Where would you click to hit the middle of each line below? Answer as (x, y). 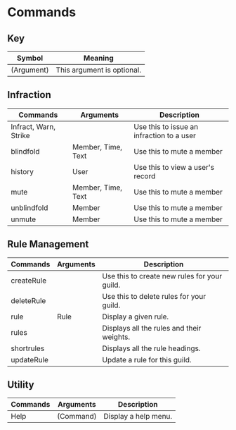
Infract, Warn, (33, 126)
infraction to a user (165, 135)
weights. (116, 337)
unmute (24, 219)
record (144, 176)
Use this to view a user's (174, 167)
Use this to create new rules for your (162, 276)
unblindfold (29, 207)
